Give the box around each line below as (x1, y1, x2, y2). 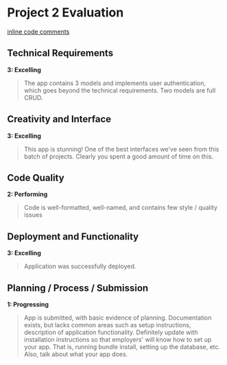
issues (23, 211, 43, 219)
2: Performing (7, 190, 48, 198)
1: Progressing (7, 301, 49, 308)
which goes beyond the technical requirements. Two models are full (23, 86, 216, 94)
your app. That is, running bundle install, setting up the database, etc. (23, 343, 221, 351)
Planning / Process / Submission (7, 282, 149, 294)
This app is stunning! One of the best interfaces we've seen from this (23, 145, 219, 153)
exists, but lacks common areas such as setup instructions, (23, 321, 191, 329)
